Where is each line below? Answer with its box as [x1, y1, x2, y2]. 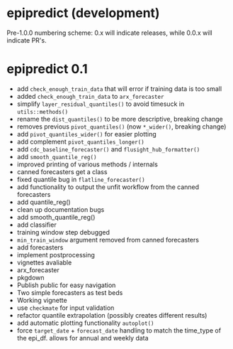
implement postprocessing [16, 250, 95, 259]
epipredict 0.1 [6, 61, 88, 77]
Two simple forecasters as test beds [16, 288, 123, 296]
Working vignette [16, 296, 68, 304]
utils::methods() [16, 108, 69, 115]
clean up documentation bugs [16, 205, 105, 214]
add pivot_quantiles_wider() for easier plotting [16, 129, 157, 138]
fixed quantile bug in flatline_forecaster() [16, 175, 146, 183]
